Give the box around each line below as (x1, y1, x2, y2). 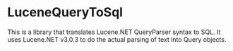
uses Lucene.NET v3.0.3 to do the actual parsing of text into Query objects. (7, 35, 227, 43)
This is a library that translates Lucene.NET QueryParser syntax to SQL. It (7, 28, 221, 36)
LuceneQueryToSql (7, 4, 124, 21)
